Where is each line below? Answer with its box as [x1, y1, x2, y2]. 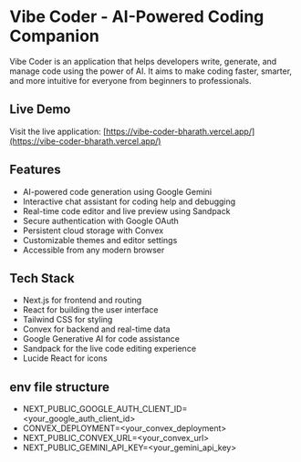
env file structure [9, 379, 109, 395]
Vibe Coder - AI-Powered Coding [9, 6, 265, 27]
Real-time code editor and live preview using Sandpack [22, 205, 231, 216]
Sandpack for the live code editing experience [22, 344, 197, 354]
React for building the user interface [22, 304, 159, 315]
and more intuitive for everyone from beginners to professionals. [9, 75, 252, 86]
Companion [9, 26, 100, 46]
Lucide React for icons [22, 353, 108, 364]
